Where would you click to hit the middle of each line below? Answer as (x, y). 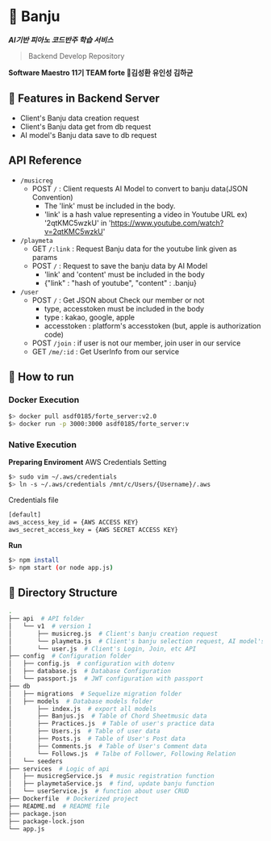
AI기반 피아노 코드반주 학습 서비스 (61, 40)
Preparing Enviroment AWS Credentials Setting (88, 462)
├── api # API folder (46, 619)
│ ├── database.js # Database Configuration (90, 672)
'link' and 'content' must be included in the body (125, 274)
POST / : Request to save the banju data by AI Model (120, 266)
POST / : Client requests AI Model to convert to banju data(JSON (140, 188)
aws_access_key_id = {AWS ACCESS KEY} (73, 522)
